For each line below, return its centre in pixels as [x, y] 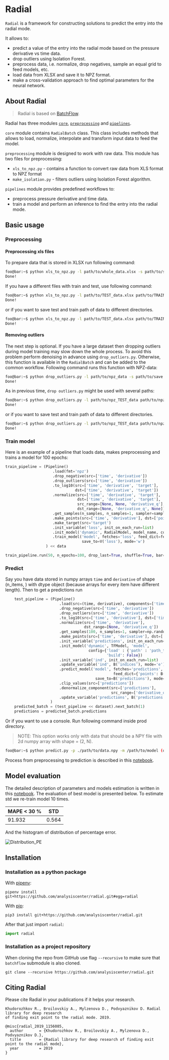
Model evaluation [33, 776]
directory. [15, 726]
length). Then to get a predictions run [44, 590]
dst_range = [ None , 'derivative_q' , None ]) [121, 509]
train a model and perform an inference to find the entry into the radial [85, 204]
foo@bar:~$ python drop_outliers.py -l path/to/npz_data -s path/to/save [84, 377]
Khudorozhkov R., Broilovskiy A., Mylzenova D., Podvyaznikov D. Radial [83, 1009]
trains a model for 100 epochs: [37, 458]
